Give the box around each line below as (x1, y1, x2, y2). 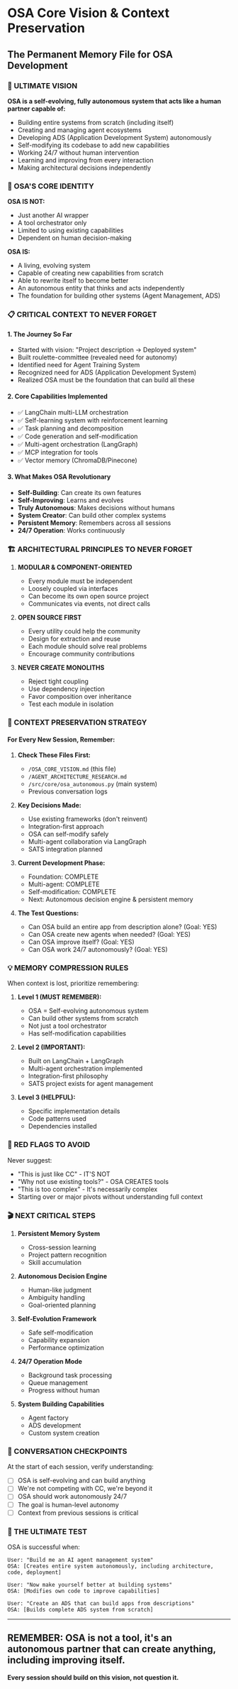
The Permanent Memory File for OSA (7, 48, 174, 60)
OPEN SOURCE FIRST (17, 613, 82, 621)
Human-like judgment (28, 1286, 92, 1294)
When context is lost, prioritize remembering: (7, 979, 140, 988)
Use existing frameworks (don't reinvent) (28, 815, 148, 823)
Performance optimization (28, 1344, 105, 1352)
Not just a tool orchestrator (28, 1021, 108, 1031)
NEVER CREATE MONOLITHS (17, 663, 105, 672)
